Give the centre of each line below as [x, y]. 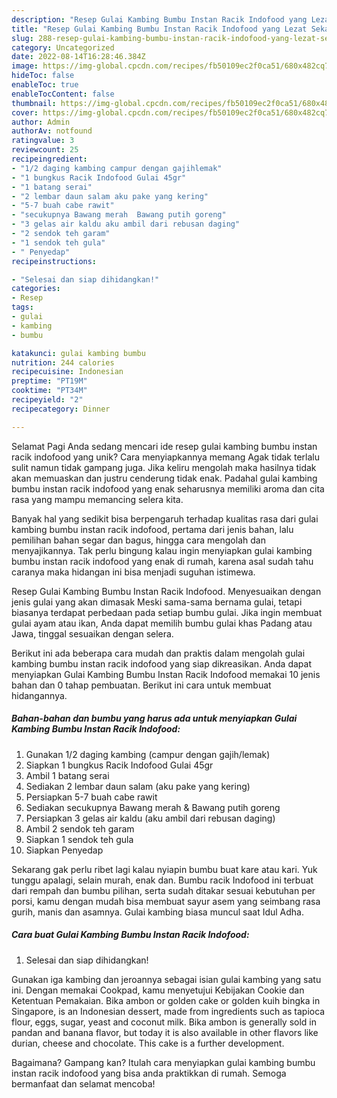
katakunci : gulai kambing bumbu [78, 353]
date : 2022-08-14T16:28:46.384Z [78, 57]
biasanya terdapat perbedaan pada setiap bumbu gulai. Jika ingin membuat [167, 612]
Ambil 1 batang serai [67, 775]
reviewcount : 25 [45, 150]
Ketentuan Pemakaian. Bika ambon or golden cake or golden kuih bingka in [166, 1000]
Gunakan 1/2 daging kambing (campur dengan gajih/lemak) [148, 754]
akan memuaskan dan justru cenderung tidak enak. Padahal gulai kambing [164, 478]
